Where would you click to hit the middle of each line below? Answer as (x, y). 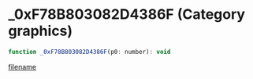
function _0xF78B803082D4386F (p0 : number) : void (89, 52)
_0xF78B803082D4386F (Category (127, 14)
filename (22, 66)
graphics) (41, 31)
